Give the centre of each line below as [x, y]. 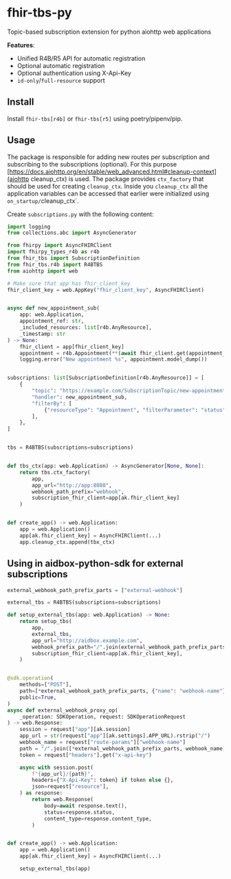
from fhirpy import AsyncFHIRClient [59, 246]
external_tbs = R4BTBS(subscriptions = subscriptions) [84, 603]
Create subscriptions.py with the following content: [80, 214]
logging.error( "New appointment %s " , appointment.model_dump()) [113, 359]
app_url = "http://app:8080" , [72, 485]
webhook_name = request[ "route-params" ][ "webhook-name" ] [103, 742]
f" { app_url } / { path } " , [63, 774]
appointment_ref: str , [52, 321]
